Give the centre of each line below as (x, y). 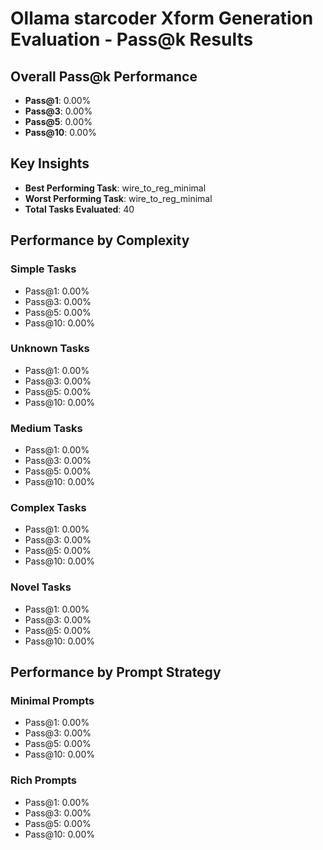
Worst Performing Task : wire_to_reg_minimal (118, 198)
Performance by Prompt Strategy (116, 672)
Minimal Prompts (52, 700)
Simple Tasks (43, 269)
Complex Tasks (48, 508)
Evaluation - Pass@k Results (132, 39)
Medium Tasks (46, 428)
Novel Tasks (41, 587)
